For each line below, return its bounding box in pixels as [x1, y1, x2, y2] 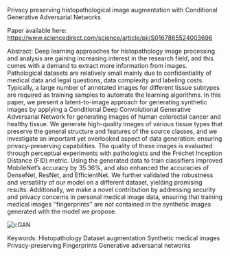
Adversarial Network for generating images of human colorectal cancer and [7, 113, 221, 121]
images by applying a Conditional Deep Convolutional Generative [7, 106, 191, 113]
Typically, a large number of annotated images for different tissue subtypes [7, 84, 220, 91]
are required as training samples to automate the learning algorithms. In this [7, 91, 221, 99]
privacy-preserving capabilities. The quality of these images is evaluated [7, 142, 213, 150]
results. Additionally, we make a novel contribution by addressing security [7, 185, 216, 194]
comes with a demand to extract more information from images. [7, 62, 187, 69]
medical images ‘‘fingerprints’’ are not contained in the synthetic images [7, 200, 211, 208]
